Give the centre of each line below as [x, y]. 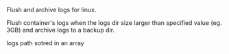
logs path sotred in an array [45, 43]
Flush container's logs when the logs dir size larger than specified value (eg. [114, 23]
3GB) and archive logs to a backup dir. [60, 30]
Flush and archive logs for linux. [51, 10]
